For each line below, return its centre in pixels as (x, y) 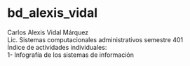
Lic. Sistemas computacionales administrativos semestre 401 (95, 39)
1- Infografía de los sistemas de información (71, 55)
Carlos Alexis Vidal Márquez (48, 32)
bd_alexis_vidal (53, 13)
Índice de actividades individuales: (57, 47)
